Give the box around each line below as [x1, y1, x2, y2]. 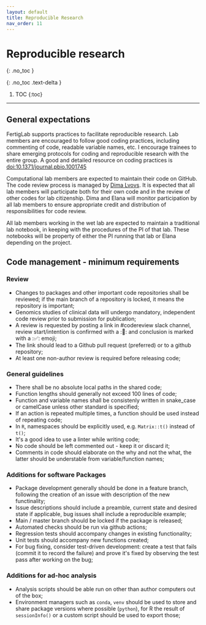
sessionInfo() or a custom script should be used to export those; [15, 611, 181, 619]
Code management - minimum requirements [6, 257, 180, 267]
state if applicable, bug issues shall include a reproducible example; [15, 510, 187, 518]
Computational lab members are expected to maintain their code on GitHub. [6, 175, 197, 183]
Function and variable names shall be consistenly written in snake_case [15, 396, 196, 404]
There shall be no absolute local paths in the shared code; [15, 384, 162, 391]
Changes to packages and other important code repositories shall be [15, 289, 189, 296]
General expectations [6, 114, 91, 124]
